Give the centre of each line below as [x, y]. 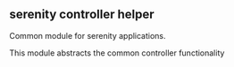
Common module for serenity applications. [88, 35]
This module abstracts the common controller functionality [117, 53]
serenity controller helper [82, 15]
